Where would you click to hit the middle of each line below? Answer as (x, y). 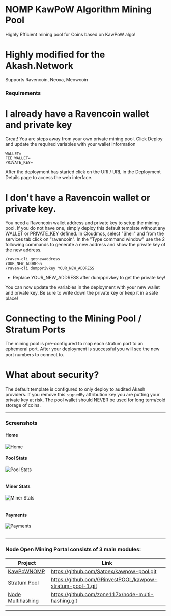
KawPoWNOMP (26, 571)
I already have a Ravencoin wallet (77, 114)
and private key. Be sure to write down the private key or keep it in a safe (82, 292)
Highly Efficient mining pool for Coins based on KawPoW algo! (70, 34)
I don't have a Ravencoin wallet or (78, 198)
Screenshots (21, 423)
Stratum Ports (35, 329)
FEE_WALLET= (18, 158)
